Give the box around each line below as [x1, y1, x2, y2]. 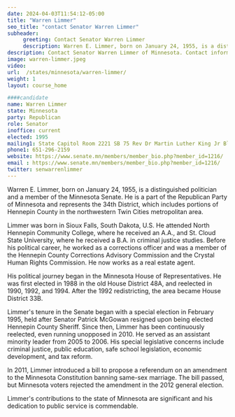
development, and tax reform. [7, 352, 93, 360]
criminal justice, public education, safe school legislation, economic [7, 344, 202, 353]
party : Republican [7, 114, 61, 121]
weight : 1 [7, 75, 36, 83]
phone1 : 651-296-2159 [7, 146, 71, 154]
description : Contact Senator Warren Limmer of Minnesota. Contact [7, 50, 208, 57]
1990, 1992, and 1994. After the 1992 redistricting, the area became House [7, 286, 222, 295]
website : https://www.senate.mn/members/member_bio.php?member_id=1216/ [7, 153, 224, 160]
